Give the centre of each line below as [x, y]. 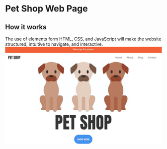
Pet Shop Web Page [46, 9]
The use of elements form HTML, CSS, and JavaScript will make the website [83, 39]
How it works [26, 27]
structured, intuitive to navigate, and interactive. [54, 44]
